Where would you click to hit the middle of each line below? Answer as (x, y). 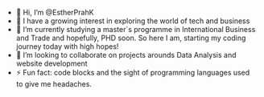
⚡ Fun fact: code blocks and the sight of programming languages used (133, 73)
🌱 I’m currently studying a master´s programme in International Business (136, 29)
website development (52, 63)
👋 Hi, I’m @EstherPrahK (55, 12)
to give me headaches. (54, 84)
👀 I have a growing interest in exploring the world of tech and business (133, 21)
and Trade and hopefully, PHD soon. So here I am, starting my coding (131, 38)
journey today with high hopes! (67, 46)
